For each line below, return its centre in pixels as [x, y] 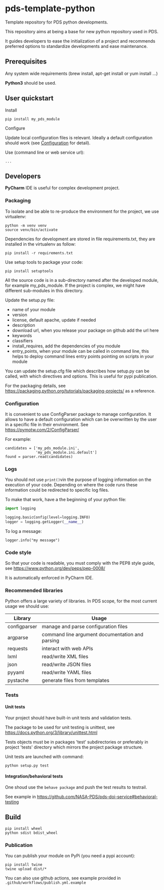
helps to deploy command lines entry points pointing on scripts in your [83, 356]
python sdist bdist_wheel [31, 833]
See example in [20, 797]
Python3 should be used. [31, 83]
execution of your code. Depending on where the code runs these [71, 485]
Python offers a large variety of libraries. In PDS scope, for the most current [81, 601]
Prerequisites [26, 62]
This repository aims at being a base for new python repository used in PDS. [82, 31]
